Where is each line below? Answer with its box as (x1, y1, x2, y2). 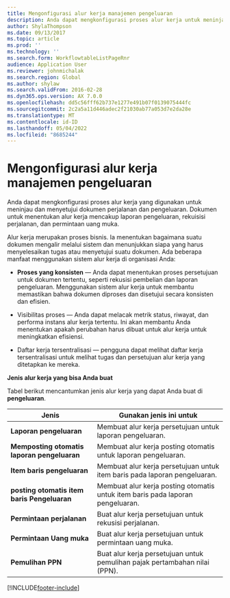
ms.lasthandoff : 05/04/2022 (7, 125, 88, 132)
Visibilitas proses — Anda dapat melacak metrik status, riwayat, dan (16, 311, 209, 319)
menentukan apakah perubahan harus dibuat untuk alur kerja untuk (16, 325, 207, 333)
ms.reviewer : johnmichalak (7, 67, 84, 74)
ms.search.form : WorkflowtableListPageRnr (7, 55, 130, 62)
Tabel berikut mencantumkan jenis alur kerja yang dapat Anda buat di (7, 387, 203, 395)
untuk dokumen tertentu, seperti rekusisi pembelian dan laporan (16, 276, 199, 284)
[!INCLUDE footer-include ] (7, 584, 80, 592)
